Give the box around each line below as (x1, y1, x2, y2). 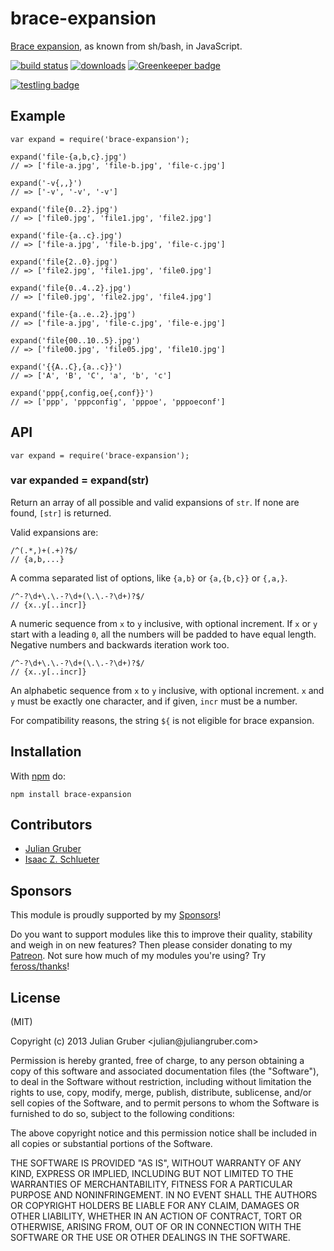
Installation (10, 743, 82, 761)
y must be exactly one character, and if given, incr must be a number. (10, 695, 298, 707)
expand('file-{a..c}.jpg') (10, 230, 123, 241)
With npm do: (10, 770, 67, 782)
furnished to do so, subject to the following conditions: (10, 1108, 235, 1120)
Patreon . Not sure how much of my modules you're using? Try (10, 950, 267, 962)
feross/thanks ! (10, 960, 70, 972)
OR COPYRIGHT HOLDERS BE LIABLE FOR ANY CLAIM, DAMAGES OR (10, 1200, 300, 1212)
